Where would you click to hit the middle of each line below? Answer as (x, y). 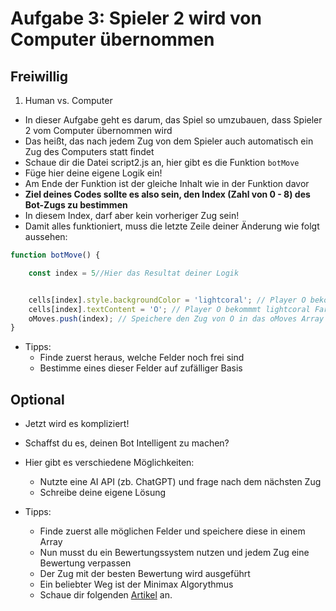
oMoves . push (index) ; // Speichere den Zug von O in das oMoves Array (176, 318)
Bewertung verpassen (85, 563)
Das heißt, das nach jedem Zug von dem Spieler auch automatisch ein (169, 141)
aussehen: (46, 236)
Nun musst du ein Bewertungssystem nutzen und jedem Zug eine (174, 553)
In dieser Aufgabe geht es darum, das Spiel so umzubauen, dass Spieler (173, 120)
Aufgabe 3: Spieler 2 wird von (136, 18)
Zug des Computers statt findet (89, 151)
